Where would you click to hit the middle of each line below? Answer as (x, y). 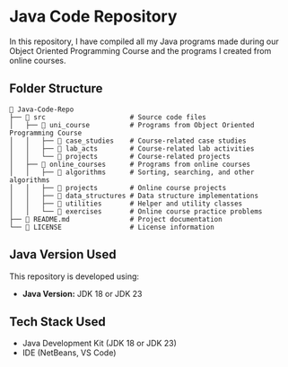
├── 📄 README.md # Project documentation (116, 219)
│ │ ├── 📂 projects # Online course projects (118, 188)
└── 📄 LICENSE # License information (112, 227)
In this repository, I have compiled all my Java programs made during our (144, 41)
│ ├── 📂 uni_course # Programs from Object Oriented (132, 125)
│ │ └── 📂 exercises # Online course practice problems (136, 211)
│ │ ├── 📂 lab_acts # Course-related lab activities (132, 149)
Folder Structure (56, 88)
